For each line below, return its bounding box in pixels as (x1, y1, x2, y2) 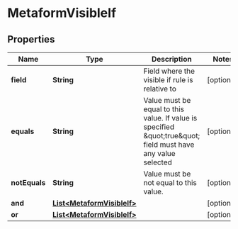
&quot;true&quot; (143, 131, 200, 140)
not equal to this (143, 178, 197, 187)
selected (143, 157, 172, 167)
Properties (7, 33, 55, 45)
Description (151, 55, 193, 64)
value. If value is (143, 113, 198, 123)
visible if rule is (143, 75, 193, 84)
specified (143, 122, 175, 132)
